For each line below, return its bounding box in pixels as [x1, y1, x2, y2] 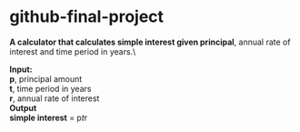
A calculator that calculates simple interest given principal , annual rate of [9, 36, 291, 47]
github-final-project [9, 6, 165, 27]
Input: [9, 64, 33, 75]
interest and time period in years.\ [9, 46, 136, 56]
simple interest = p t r [9, 112, 88, 123]
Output [9, 102, 37, 113]
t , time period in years [9, 83, 92, 94]
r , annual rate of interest [9, 93, 100, 104]
